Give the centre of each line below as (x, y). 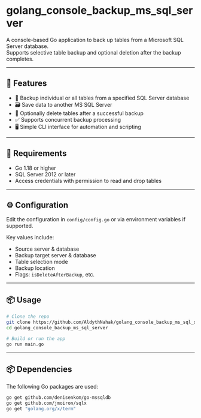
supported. (20, 226)
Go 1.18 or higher (35, 168)
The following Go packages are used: (52, 387)
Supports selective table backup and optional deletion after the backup (94, 52)
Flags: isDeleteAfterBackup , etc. (54, 275)
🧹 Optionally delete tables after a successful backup (79, 113)
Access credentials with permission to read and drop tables (88, 181)
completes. (20, 59)
